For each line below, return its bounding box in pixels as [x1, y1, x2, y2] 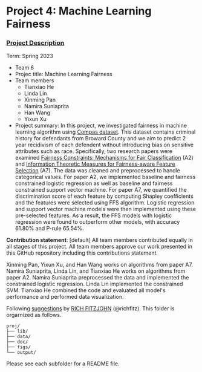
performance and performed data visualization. [6, 293, 124, 301]
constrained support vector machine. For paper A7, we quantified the [15, 186, 187, 194]
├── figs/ [6, 344, 31, 350]
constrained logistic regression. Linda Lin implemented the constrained [6, 280, 183, 288]
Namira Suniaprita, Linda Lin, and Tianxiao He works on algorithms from [6, 267, 186, 275]
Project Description [6, 39, 65, 47]
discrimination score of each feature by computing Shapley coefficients [15, 192, 194, 200]
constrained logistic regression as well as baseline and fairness [15, 180, 174, 187]
